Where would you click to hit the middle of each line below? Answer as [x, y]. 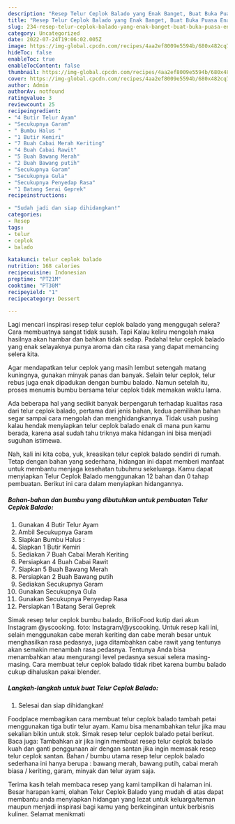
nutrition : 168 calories [44, 266]
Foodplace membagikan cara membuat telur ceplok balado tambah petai [112, 719]
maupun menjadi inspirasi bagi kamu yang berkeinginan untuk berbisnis [111, 807]
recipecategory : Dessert [44, 299]
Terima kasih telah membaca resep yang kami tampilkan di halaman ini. [110, 785]
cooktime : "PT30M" [35, 286]
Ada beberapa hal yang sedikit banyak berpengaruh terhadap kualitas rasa [115, 404]
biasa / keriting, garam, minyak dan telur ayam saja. [82, 771]
